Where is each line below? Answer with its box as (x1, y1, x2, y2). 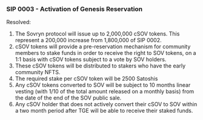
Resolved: (6, 19, 32, 26)
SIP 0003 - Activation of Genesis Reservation (6, 5, 143, 13)
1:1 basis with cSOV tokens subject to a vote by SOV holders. (15, 56, 167, 63)
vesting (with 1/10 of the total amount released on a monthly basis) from (15, 88, 195, 95)
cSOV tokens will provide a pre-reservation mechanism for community (15, 43, 191, 50)
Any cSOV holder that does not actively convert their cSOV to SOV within (15, 101, 198, 108)
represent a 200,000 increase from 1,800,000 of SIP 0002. (15, 37, 162, 44)
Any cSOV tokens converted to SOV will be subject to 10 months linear (15, 81, 191, 89)
